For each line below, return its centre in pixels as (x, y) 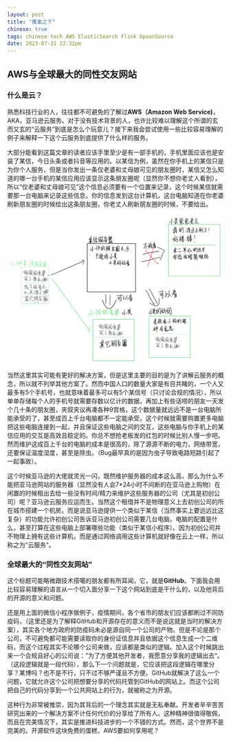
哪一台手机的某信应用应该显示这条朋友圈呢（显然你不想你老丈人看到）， (120, 178)
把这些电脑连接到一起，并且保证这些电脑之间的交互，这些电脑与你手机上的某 (115, 427)
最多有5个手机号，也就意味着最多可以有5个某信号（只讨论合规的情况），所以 (114, 392)
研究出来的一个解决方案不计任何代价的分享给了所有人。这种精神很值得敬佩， (115, 713)
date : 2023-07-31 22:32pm (44, 44)
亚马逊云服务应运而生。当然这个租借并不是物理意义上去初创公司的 (124, 501)
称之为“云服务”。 (31, 545)
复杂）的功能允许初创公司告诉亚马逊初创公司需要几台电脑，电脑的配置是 (109, 519)
